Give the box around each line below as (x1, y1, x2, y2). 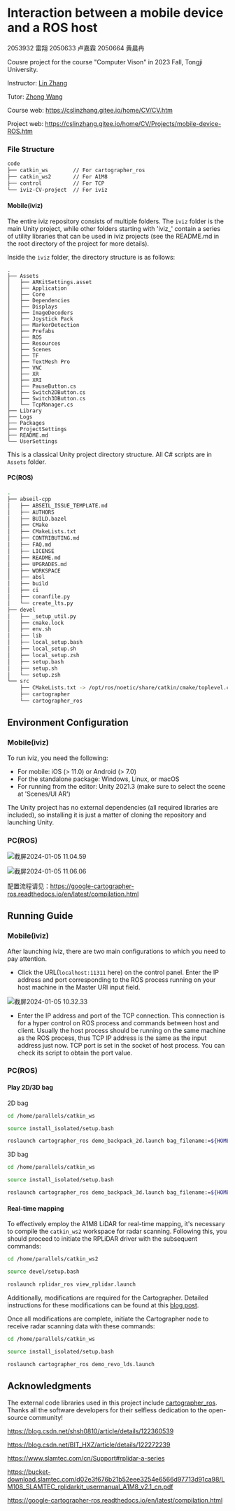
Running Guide (7, 910, 73, 922)
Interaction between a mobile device (7, 5, 224, 21)
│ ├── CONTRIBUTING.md (7, 535, 80, 542)
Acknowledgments (7, 1380, 92, 1392)
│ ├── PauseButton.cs (7, 383, 77, 390)
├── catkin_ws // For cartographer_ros (7, 167, 145, 174)
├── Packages (7, 419, 45, 426)
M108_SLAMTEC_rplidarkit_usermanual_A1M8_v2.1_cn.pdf (7, 1482, 173, 1491)
